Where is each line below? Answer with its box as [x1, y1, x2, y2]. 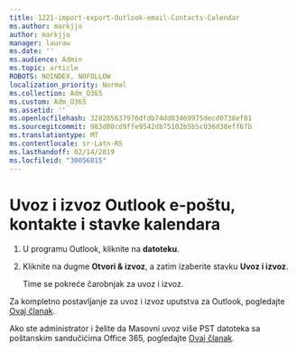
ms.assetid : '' [9, 106, 67, 115]
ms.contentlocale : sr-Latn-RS [9, 139, 124, 148]
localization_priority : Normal [9, 80, 127, 89]
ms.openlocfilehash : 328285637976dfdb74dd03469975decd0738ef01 [9, 114, 253, 123]
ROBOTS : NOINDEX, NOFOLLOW [9, 72, 111, 81]
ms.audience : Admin [9, 55, 83, 64]
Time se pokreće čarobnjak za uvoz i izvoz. [22, 279, 184, 290]
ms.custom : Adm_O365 [9, 97, 88, 107]
